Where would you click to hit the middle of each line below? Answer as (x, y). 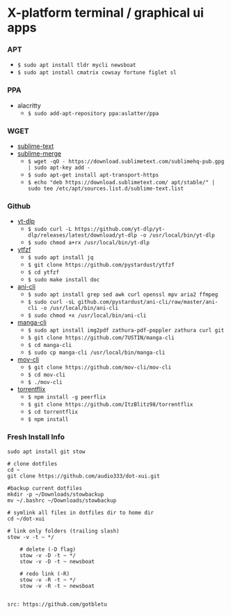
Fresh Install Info (36, 437)
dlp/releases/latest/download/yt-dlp (82, 235)
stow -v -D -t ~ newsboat (57, 561)
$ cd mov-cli (47, 375)
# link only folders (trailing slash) (63, 531)
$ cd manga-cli (49, 346)
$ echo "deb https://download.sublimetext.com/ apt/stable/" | (121, 183)
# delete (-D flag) (48, 549)
